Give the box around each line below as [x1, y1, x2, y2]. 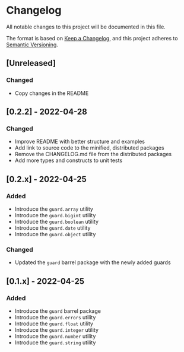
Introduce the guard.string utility [14, 339, 96, 346]
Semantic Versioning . [6, 41, 58, 48]
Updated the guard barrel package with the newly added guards [14, 259, 171, 266]
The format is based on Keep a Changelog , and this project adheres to [6, 34, 178, 42]
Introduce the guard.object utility [14, 231, 96, 237]
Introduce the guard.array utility [14, 205, 94, 213]
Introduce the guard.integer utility [14, 326, 99, 333]
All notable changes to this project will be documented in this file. [6, 23, 166, 30]
